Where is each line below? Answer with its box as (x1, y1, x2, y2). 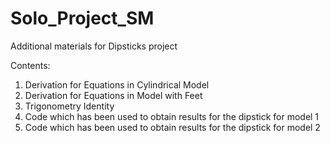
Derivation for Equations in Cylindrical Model (24, 78, 210, 91)
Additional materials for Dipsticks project (10, 40, 178, 52)
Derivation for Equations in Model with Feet (24, 89, 203, 101)
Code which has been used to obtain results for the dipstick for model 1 (24, 110, 320, 122)
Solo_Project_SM (10, 7, 155, 30)
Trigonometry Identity (24, 100, 115, 112)
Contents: (10, 59, 51, 71)
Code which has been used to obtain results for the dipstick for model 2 (24, 121, 321, 133)
